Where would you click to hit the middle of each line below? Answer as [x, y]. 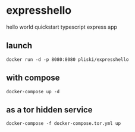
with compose [33, 78]
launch [19, 46]
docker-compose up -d [33, 91]
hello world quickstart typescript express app [62, 27]
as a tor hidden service [50, 110]
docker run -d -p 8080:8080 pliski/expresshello [67, 59]
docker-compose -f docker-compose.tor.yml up [63, 124]
